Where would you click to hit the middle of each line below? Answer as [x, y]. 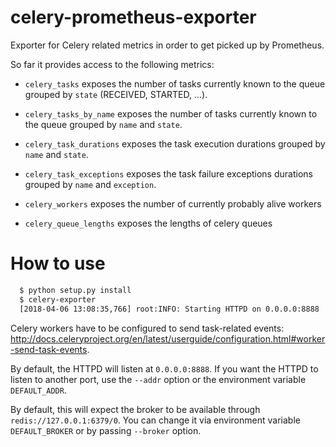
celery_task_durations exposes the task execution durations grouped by [175, 143]
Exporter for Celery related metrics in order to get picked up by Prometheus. [167, 45]
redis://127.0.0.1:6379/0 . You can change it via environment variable [155, 420]
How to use [58, 263]
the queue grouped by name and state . [103, 124]
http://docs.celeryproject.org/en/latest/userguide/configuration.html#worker [168, 338]
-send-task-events [49, 349]
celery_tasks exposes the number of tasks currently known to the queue [175, 83]
